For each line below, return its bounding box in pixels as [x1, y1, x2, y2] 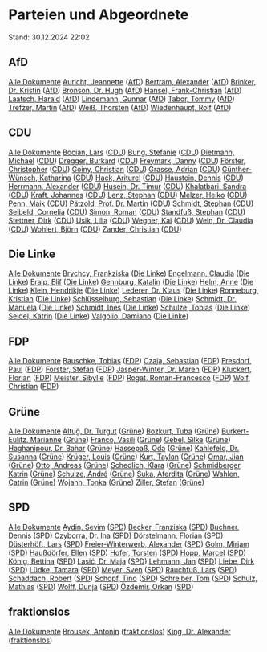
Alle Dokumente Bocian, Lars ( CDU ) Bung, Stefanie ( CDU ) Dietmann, [8, 147, 235, 157]
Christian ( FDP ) [8, 382, 59, 392]
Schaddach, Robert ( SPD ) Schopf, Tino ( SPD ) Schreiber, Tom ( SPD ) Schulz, [8, 573, 258, 583]
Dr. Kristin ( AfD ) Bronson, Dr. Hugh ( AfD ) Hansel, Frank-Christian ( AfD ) [8, 85, 242, 95]
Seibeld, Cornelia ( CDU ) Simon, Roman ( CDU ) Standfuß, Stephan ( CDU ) [8, 207, 246, 216]
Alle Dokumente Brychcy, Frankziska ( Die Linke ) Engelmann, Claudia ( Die [8, 269, 250, 278]
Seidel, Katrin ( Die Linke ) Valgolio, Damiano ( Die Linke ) [8, 311, 189, 321]
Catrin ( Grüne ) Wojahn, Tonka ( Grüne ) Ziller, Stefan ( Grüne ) [8, 478, 205, 487]
